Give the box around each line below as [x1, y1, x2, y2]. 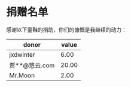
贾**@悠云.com [9, 61, 55, 69]
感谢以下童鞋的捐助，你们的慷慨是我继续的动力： [6, 26, 127, 33]
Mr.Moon [9, 71, 35, 79]
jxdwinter [9, 50, 35, 59]
